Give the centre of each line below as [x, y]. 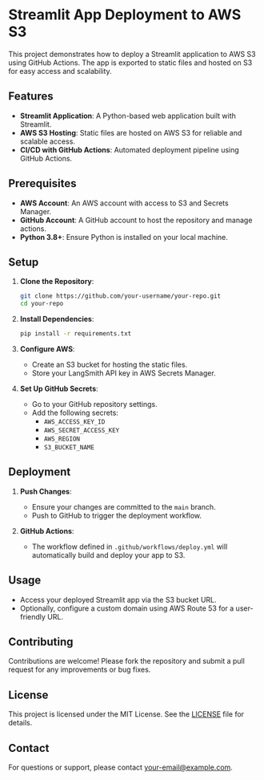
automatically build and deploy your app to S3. [108, 555]
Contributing [41, 642]
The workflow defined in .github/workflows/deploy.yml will [130, 546]
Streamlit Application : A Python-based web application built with [128, 116]
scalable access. [48, 141]
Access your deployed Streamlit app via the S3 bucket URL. [118, 599]
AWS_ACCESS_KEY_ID [74, 422]
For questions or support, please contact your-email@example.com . [121, 767]
